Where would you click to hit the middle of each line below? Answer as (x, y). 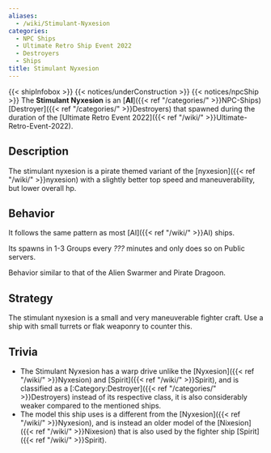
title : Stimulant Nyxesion (54, 69)
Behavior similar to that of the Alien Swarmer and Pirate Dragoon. (117, 273)
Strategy (31, 298)
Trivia (23, 351)
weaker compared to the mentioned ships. (91, 406)
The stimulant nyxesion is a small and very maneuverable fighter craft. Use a (136, 318)
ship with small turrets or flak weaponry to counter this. (100, 326)
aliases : (23, 16)
